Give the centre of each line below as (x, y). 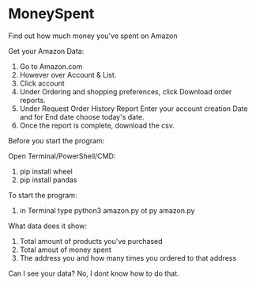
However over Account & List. (68, 74)
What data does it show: (47, 226)
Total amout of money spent (66, 250)
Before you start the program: (56, 140)
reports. (32, 100)
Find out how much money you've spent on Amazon (93, 36)
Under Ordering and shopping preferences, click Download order (126, 91)
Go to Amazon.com (51, 66)
